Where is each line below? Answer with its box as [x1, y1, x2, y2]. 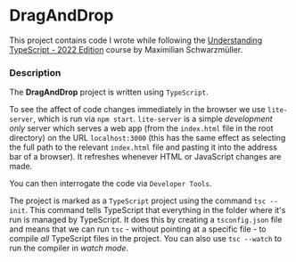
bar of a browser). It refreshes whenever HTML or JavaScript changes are [9, 151, 282, 162]
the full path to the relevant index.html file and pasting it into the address [9, 142, 278, 152]
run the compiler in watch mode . [9, 242, 129, 254]
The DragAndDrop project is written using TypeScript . [9, 86, 209, 98]
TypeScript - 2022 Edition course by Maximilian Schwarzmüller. [9, 44, 243, 54]
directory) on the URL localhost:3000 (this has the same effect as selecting [9, 133, 286, 143]
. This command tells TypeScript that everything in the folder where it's [25, 205, 286, 216]
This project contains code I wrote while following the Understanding [9, 35, 263, 45]
